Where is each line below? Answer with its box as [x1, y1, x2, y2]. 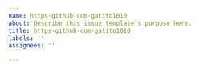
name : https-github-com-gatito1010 [8, 11, 128, 20]
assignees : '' [8, 42, 56, 50]
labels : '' [8, 34, 45, 43]
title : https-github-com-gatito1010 [8, 26, 131, 34]
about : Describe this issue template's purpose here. [8, 19, 193, 27]
